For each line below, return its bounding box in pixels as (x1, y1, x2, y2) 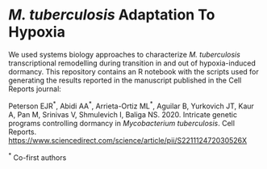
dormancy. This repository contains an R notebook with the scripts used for (8, 66, 260, 76)
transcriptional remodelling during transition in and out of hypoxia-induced (8, 58, 257, 68)
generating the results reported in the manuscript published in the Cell (8, 75, 242, 85)
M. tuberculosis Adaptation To (8, 6, 215, 24)
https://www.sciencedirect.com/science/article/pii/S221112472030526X (8, 135, 248, 145)
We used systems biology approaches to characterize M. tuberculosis (8, 49, 240, 59)
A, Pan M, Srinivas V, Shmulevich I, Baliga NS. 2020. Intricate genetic (8, 109, 238, 119)
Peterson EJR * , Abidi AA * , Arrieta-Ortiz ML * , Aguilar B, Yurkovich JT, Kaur (8, 99, 254, 111)
